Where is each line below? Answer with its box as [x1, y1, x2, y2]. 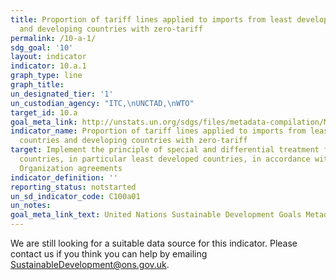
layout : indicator [10, 52, 87, 62]
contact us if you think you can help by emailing [10, 248, 208, 260]
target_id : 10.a [10, 107, 78, 118]
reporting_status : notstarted [10, 182, 137, 192]
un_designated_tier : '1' [10, 89, 114, 99]
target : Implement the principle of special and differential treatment [10, 145, 320, 155]
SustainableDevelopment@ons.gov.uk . [10, 259, 170, 270]
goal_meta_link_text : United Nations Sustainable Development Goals [10, 210, 302, 220]
